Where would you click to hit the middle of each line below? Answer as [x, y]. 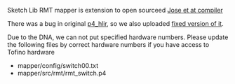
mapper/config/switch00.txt [58, 65]
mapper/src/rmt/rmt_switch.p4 [62, 73]
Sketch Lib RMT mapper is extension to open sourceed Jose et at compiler [115, 10]
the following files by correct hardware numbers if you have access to [108, 44]
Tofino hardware [31, 52]
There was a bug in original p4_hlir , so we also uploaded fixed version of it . [115, 23]
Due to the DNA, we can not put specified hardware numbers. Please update [118, 37]
